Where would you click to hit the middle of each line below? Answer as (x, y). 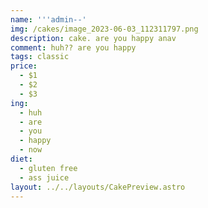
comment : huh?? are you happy (73, 47)
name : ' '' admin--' (48, 19)
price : (24, 66)
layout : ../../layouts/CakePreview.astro (98, 187)
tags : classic (40, 57)
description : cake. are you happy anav (93, 38)
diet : (21, 159)
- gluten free (48, 168)
